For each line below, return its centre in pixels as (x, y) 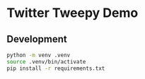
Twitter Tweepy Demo (72, 13)
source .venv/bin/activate (46, 61)
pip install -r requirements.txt (56, 68)
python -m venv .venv (39, 55)
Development (37, 39)
